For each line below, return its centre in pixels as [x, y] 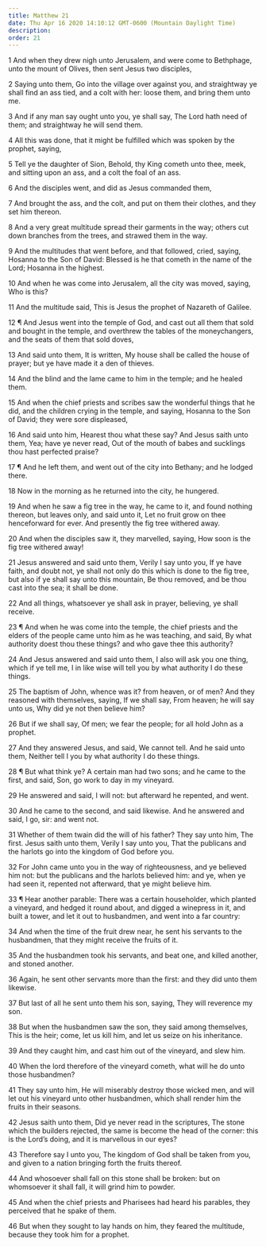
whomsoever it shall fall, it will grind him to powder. [92, 1187]
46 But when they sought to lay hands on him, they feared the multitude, [127, 1226]
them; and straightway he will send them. [75, 125]
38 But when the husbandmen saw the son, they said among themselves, [128, 1027]
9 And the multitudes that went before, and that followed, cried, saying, [125, 251]
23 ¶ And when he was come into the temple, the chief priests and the [123, 627]
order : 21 [25, 38]
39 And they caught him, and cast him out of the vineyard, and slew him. [127, 1051]
